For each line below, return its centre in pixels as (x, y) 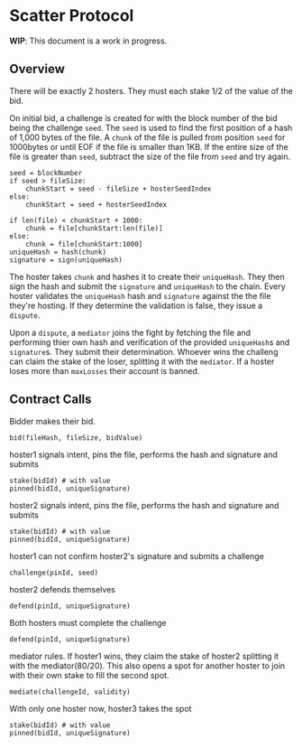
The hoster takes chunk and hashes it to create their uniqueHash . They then (147, 276)
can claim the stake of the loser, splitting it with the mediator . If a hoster (142, 361)
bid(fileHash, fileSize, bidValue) (76, 438)
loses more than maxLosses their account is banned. (105, 370)
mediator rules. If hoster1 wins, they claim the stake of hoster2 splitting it (144, 656)
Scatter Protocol (72, 16)
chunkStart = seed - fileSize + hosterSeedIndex (119, 189)
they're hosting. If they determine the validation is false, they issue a (136, 305)
